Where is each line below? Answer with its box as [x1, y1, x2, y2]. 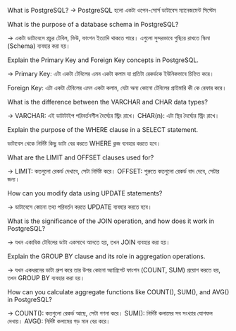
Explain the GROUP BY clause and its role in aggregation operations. [7, 252, 206, 260]
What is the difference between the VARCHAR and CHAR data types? [7, 98, 208, 106]
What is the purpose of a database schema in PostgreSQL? [7, 20, 179, 28]
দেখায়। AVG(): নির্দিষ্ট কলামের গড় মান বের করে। [7, 317, 111, 325]
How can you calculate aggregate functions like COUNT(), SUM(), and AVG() [7, 288, 230, 296]
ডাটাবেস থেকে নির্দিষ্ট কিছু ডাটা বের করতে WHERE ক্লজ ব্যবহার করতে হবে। [7, 139, 161, 148]
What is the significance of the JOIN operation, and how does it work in [7, 217, 215, 225]
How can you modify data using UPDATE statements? [7, 189, 163, 197]
